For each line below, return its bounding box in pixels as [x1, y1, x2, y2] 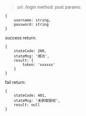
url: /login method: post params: [17, 4, 82, 10]
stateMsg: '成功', [14, 54, 50, 58]
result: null [14, 102, 40, 107]
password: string [14, 22, 49, 27]
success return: [5, 35, 36, 40]
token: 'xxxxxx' [22, 62, 55, 67]
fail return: [5, 79, 26, 85]
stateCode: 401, [14, 93, 47, 98]
